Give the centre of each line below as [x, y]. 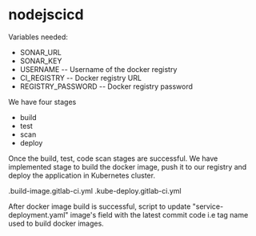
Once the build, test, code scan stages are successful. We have [113, 158]
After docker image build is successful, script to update [100, 206]
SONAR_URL [40, 52]
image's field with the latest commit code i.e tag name [159, 214]
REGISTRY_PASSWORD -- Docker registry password [106, 86]
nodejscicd [46, 15]
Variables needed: [38, 37]
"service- [208, 206]
